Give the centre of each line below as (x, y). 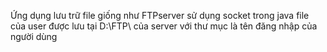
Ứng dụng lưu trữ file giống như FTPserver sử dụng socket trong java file (160, 15)
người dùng (34, 36)
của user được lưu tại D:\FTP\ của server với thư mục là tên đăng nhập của (164, 26)
